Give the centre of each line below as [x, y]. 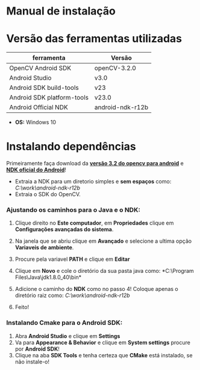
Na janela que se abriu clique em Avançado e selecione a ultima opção [103, 241]
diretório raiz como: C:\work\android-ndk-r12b [73, 295]
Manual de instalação [61, 11]
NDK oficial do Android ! [36, 170]
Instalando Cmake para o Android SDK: [64, 323]
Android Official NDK [39, 107]
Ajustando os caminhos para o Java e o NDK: [73, 209]
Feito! [22, 307]
